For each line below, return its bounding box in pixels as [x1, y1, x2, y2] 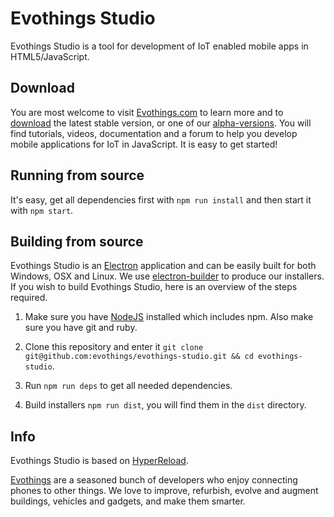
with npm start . [10, 204, 74, 216]
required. [10, 292, 48, 304]
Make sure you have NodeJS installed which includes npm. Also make [24, 311, 314, 323]
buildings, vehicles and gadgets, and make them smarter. [10, 495, 246, 507]
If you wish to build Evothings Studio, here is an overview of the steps [10, 281, 298, 293]
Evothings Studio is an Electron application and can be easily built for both [10, 260, 317, 272]
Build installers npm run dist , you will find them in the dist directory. [24, 399, 307, 411]
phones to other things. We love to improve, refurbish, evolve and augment [10, 485, 319, 497]
